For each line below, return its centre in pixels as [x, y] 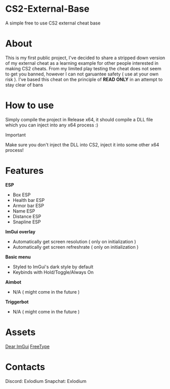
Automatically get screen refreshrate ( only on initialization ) [76, 247]
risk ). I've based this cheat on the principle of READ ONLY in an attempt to [84, 79]
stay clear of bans [24, 85]
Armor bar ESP [28, 205]
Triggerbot [17, 302]
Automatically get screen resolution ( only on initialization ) [74, 241]
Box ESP [21, 195]
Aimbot [13, 282]
